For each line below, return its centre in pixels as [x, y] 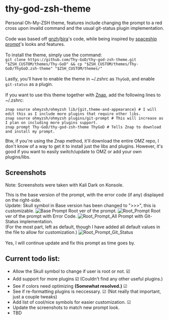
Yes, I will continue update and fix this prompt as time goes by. [70, 243]
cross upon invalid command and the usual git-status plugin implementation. [85, 28]
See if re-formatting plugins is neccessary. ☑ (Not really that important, [87, 291]
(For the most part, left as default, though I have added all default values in [83, 227]
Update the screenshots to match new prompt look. [66, 307]
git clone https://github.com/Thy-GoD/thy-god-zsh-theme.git [71, 59]
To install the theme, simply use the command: [54, 55]
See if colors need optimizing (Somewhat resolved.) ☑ [70, 286]
